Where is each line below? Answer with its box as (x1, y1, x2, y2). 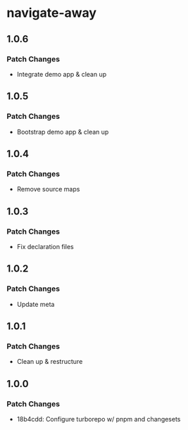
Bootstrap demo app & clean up (16, 127, 109, 136)
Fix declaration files (16, 242, 75, 251)
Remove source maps (16, 185, 80, 194)
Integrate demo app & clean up (16, 70, 107, 78)
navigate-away (6, 5, 96, 21)
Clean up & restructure (16, 358, 83, 366)
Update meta (16, 300, 55, 308)
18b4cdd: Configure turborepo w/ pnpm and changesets (16, 415, 181, 423)
